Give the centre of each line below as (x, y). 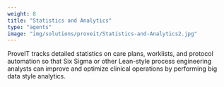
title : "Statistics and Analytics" (60, 21)
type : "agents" (30, 27)
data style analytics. (36, 76)
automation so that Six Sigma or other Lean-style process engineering (110, 62)
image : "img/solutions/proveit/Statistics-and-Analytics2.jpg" (102, 34)
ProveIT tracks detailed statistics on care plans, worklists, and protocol (110, 54)
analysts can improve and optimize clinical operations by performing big (112, 69)
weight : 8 (22, 14)
